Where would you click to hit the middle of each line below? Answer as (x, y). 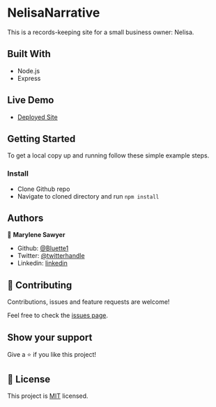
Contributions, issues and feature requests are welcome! (88, 302)
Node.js (29, 70)
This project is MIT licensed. (48, 396)
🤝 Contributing (40, 285)
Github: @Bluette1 (43, 248)
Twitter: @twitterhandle (51, 256)
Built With (29, 54)
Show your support (50, 337)
